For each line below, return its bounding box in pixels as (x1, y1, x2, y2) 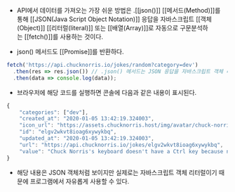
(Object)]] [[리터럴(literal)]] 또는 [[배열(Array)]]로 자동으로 (16, 24, 179, 32)
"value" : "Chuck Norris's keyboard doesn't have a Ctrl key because (19, 148, 224, 155)
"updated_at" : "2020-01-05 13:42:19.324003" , (19, 135, 155, 142)
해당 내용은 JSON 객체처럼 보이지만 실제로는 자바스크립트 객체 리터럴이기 (16, 168, 217, 177)
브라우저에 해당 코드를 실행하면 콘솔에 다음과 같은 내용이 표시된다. (16, 88, 197, 96)
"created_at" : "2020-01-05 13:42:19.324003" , (19, 115, 155, 122)
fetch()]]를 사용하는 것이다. (28, 32, 103, 41)
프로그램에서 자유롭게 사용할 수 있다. (29, 177, 130, 185)
